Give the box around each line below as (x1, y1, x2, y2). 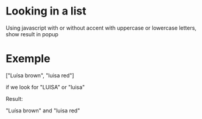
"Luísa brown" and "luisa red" (5, 107, 80, 114)
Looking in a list (5, 4, 86, 18)
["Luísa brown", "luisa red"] (5, 71, 74, 79)
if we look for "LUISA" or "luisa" (5, 83, 85, 91)
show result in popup (5, 30, 59, 37)
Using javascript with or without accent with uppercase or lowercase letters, (5, 24, 197, 31)
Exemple (5, 52, 50, 66)
